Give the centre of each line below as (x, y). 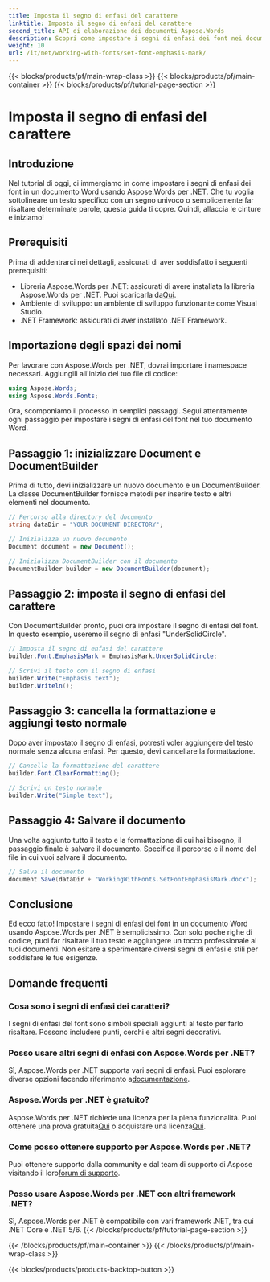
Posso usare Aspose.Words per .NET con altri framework (122, 1194)
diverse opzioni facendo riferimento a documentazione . (99, 1079)
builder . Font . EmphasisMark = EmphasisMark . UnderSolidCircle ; (113, 656)
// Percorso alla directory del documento (80, 517)
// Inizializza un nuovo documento (68, 539)
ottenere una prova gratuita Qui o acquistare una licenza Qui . (107, 1126)
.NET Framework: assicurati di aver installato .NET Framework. (123, 320)
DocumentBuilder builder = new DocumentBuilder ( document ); (109, 569)
